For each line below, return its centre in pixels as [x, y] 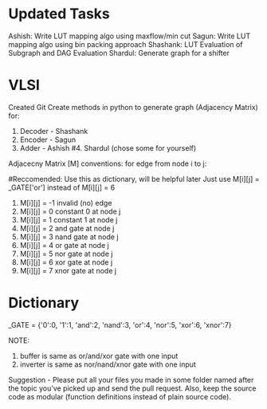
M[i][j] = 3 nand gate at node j [69, 237]
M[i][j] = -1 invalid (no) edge [66, 203]
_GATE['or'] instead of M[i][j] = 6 [62, 187]
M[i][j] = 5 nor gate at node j [66, 254]
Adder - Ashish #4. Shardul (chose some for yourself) [108, 147]
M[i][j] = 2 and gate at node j [67, 228]
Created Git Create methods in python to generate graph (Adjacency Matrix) [133, 107]
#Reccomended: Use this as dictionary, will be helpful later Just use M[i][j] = [134, 179]
